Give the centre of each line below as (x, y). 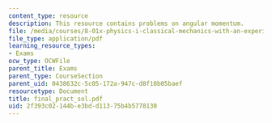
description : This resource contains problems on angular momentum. (126, 23)
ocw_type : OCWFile (39, 61)
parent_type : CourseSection (56, 76)
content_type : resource (49, 16)
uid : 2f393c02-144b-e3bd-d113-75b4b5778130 (83, 106)
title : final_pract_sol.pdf (56, 99)
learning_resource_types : (52, 46)
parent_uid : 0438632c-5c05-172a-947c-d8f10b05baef (96, 83)
